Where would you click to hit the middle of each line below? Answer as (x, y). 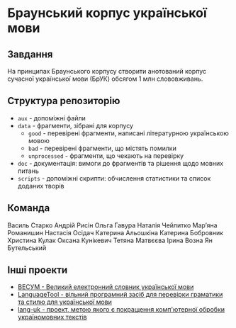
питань (28, 171)
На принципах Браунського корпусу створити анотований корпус (107, 71)
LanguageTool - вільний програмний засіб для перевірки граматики (120, 295)
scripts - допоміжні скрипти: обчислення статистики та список (114, 178)
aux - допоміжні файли (52, 118)
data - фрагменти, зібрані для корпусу (75, 125)
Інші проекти (38, 270)
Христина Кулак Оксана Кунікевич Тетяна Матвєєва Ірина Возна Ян (110, 240)
